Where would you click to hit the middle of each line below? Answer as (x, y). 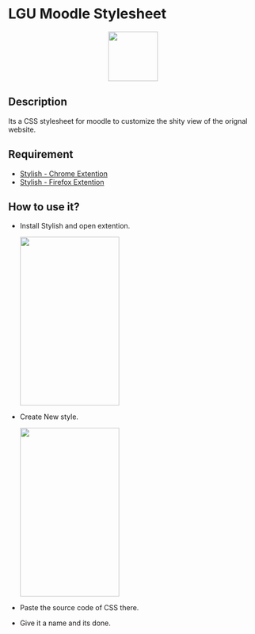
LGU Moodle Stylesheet (88, 14)
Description (38, 102)
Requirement (41, 154)
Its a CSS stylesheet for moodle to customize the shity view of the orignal (128, 121)
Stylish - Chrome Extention (64, 173)
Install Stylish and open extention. (75, 226)
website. (22, 129)
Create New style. (49, 417)
